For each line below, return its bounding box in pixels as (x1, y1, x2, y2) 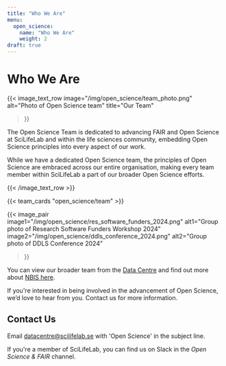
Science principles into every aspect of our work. (7, 142, 146, 151)
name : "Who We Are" (19, 29, 75, 36)
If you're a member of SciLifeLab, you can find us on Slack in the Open (7, 345, 207, 353)
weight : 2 (19, 36, 48, 42)
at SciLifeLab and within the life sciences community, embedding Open (7, 135, 208, 143)
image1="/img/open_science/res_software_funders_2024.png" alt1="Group (7, 217, 218, 225)
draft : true (7, 42, 41, 49)
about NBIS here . (7, 273, 55, 281)
